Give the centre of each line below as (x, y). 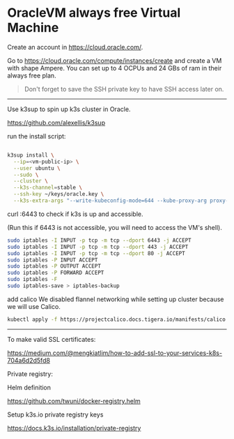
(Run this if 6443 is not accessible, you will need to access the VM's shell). (115, 227)
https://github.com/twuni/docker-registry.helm (74, 401)
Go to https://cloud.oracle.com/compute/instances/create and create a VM (115, 60)
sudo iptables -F (32, 280)
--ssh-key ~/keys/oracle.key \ (59, 194)
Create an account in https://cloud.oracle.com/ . (75, 47)
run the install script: (37, 136)
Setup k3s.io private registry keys (55, 415)
